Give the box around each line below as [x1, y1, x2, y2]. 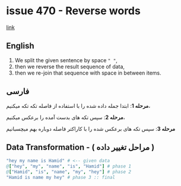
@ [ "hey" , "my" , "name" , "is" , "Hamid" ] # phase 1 [6, 163, 132, 169]
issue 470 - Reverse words [6, 4, 141, 18]
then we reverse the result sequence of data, [14, 63, 125, 70]
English [6, 41, 34, 51]
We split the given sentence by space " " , [14, 56, 118, 63]
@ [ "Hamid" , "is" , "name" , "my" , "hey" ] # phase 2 [6, 169, 132, 175]
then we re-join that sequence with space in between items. [14, 69, 161, 76]
